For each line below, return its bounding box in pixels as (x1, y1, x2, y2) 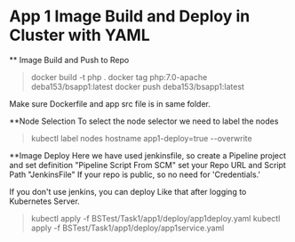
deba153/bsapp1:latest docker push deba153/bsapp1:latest (30, 81, 244, 92)
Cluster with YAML (9, 25, 150, 45)
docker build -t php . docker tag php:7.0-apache (30, 71, 208, 82)
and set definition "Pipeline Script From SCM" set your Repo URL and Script (9, 159, 286, 170)
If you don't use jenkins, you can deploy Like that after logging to (9, 186, 247, 197)
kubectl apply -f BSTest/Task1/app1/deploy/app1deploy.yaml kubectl (30, 213, 281, 223)
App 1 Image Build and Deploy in (9, 6, 251, 27)
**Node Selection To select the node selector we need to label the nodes (9, 116, 279, 126)
